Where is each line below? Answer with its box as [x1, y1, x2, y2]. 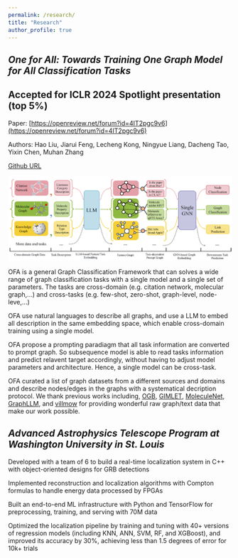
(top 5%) [8, 100, 48, 112]
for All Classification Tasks [8, 65, 131, 77]
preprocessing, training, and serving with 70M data [8, 508, 158, 516]
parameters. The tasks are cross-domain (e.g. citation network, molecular [8, 283, 225, 291]
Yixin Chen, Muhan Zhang [8, 148, 84, 156]
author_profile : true [8, 26, 72, 33]
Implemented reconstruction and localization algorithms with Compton [8, 478, 214, 487]
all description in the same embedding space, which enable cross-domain [8, 319, 225, 327]
